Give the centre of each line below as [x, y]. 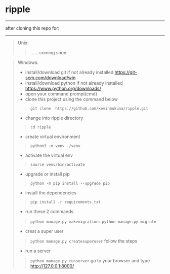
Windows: [28, 62]
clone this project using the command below [71, 99]
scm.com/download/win [50, 78]
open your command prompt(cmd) [61, 94]
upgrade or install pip [47, 174]
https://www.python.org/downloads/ [63, 88]
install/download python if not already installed [74, 83]
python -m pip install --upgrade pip [70, 183]
